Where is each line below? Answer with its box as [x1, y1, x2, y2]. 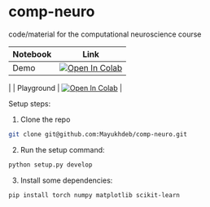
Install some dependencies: [20, 175, 113, 185]
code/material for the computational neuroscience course [8, 29, 202, 39]
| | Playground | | [8, 83, 123, 93]
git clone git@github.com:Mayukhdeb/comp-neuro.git [8, 130, 187, 138]
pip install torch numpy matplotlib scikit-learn [8, 191, 181, 199]
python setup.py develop [8, 161, 93, 169]
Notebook [12, 48, 52, 59]
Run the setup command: [20, 144, 105, 154]
